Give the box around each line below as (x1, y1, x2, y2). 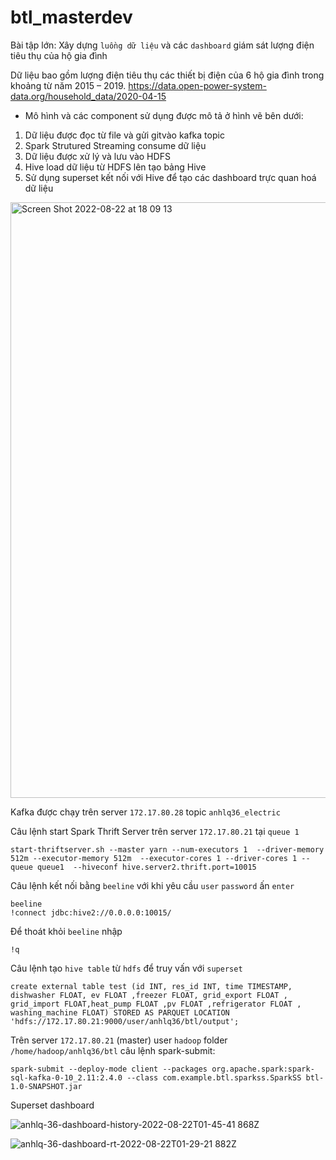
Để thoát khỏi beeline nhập (10, 925, 123, 937)
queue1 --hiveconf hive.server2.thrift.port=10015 (36, 862, 257, 872)
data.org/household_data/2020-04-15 (10, 90, 167, 102)
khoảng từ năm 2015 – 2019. (10, 79, 127, 91)
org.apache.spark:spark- (211, 1064, 315, 1074)
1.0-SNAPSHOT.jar (10, 1081, 83, 1091)
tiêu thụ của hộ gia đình (10, 49, 108, 61)
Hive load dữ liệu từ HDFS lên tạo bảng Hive (24, 161, 207, 173)
